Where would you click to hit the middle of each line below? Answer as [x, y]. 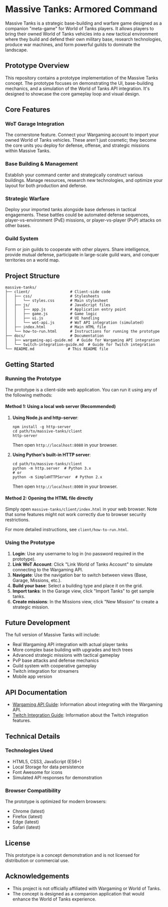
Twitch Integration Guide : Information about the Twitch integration [80, 715]
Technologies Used [29, 751]
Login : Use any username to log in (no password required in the [78, 553]
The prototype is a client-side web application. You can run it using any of [81, 389]
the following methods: [29, 395]
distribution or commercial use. [37, 860]
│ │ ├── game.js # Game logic [51, 314]
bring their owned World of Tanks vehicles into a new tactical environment [82, 34]
